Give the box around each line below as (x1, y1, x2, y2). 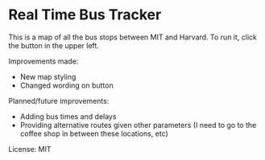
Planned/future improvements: (8, 96, 110, 105)
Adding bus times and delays (19, 111, 117, 121)
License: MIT (8, 144, 52, 154)
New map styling (19, 72, 77, 81)
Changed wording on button (19, 80, 114, 90)
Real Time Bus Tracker (8, 6, 162, 24)
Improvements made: (8, 56, 79, 66)
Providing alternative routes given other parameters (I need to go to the (19, 120, 257, 129)
